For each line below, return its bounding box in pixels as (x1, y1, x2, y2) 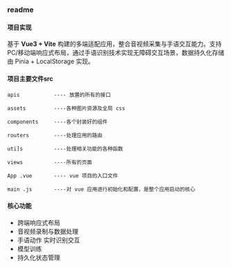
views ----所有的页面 (7, 159, 92, 166)
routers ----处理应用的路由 (7, 132, 103, 139)
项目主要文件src (7, 74, 53, 83)
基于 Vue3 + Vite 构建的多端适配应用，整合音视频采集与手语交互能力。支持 (7, 40, 222, 48)
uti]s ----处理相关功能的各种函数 (7, 145, 123, 152)
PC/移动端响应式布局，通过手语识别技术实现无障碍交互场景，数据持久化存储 (7, 49, 225, 57)
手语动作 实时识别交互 (17, 235, 80, 244)
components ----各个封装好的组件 (7, 118, 108, 126)
